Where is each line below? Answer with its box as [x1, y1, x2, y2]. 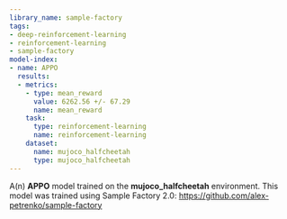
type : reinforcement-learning [32, 123, 147, 132]
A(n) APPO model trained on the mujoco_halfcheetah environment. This [9, 180, 279, 191]
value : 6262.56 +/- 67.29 [32, 96, 130, 106]
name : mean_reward [32, 105, 103, 114]
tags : [9, 22, 30, 31]
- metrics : [17, 80, 58, 89]
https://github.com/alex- [178, 190, 270, 201]
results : [17, 72, 50, 81]
